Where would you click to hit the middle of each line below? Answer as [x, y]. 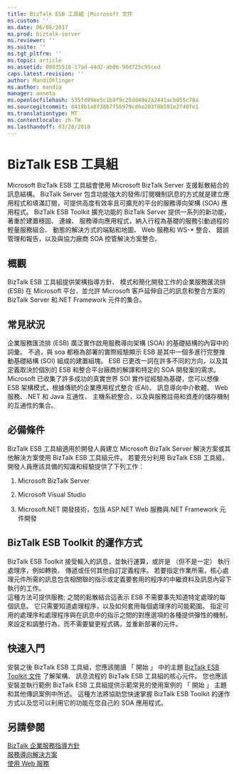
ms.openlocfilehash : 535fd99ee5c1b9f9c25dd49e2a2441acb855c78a [103, 101]
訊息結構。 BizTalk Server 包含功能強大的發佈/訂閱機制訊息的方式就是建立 [116, 194]
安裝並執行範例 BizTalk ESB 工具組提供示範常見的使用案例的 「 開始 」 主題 [117, 685]
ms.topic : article [34, 61]
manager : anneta [31, 93]
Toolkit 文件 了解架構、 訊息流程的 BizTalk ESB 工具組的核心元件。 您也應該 [117, 676]
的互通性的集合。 [32, 406]
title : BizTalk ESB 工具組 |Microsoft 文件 [70, 14]
